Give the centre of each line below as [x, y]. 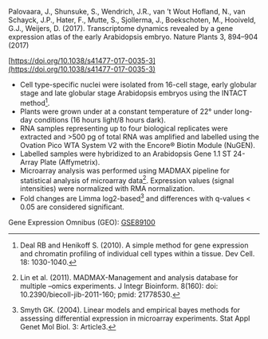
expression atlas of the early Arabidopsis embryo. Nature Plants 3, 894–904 [133, 37]
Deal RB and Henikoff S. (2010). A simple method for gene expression [134, 245]
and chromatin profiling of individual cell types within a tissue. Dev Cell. [137, 253]
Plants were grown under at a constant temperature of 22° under [126, 111]
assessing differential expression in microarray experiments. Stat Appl [135, 318]
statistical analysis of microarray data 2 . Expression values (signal [127, 180]
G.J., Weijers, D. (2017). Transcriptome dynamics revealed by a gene [121, 28]
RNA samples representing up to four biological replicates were [124, 128]
